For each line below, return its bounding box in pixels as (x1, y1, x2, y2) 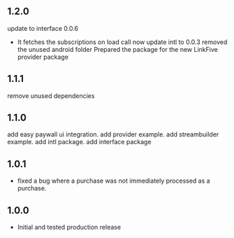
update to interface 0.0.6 (7, 24, 79, 32)
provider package (17, 52, 68, 61)
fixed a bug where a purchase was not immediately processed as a (17, 176, 211, 185)
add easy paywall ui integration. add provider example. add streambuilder (7, 130, 219, 139)
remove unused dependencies (7, 91, 95, 100)
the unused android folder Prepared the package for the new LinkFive (17, 45, 218, 53)
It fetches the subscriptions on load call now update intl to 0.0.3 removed (17, 38, 228, 46)
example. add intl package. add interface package (7, 138, 152, 146)
